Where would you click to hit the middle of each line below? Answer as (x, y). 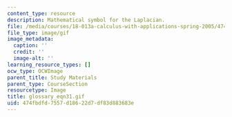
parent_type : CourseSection (48, 84)
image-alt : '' (33, 58)
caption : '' (31, 45)
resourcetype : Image (37, 90)
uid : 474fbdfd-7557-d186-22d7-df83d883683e (71, 103)
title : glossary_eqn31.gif (46, 97)
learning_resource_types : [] (49, 65)
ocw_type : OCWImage (35, 71)
